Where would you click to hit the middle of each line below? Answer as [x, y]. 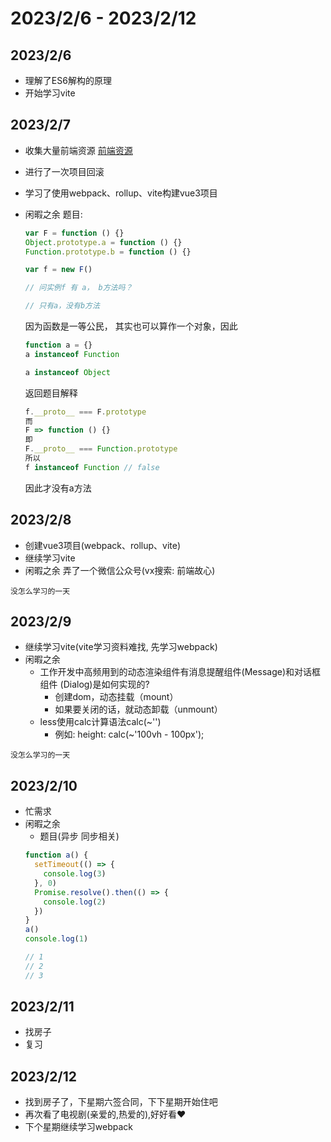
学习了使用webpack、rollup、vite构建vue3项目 [121, 193]
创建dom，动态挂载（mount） [116, 697]
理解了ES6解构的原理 [68, 80]
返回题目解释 [51, 393]
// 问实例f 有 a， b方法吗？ [78, 288]
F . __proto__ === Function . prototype [101, 449]
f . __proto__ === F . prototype [85, 412]
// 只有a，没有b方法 [62, 306]
